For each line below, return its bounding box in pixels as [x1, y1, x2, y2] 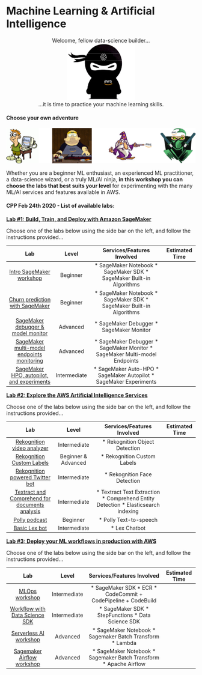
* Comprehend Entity [102, 495, 155, 502]
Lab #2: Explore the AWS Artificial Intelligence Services [6, 392, 148, 399]
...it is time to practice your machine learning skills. [38, 100, 164, 107]
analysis [20, 507, 41, 515]
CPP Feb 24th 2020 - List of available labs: [6, 202, 115, 210]
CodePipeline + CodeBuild [91, 597, 157, 604]
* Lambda [111, 639, 137, 646]
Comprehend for [10, 495, 51, 502]
